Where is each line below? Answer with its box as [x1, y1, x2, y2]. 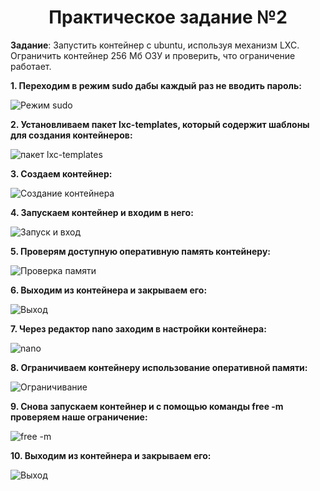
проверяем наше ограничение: [10, 411, 148, 423]
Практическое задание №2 [48, 6, 288, 29]
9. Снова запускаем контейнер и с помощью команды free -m [10, 400, 284, 412]
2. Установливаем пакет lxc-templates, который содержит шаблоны [10, 118, 310, 130]
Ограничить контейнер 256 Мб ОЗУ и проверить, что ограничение [10, 49, 296, 61]
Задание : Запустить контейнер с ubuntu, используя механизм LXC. [10, 39, 300, 51]
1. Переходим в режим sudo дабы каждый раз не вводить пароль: [10, 79, 302, 91]
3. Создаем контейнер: [10, 167, 113, 180]
